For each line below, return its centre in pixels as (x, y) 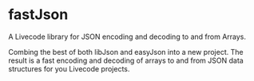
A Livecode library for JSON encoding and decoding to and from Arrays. (127, 37)
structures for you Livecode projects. (69, 68)
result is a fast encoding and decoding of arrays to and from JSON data (126, 60)
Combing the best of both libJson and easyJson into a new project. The (126, 52)
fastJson (38, 15)
